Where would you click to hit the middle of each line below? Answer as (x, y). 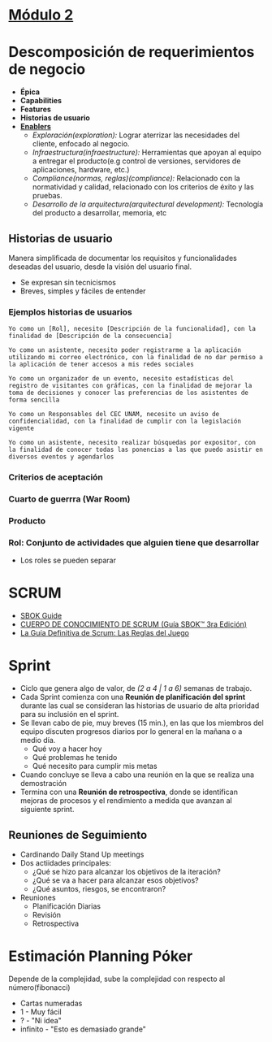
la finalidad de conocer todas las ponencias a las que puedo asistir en (136, 450)
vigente (22, 428)
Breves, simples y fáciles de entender (83, 291)
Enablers (35, 127)
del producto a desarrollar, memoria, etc (99, 213)
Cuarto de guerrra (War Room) (70, 499)
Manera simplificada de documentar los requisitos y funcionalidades (123, 258)
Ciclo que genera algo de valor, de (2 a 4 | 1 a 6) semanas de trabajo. (136, 688)
